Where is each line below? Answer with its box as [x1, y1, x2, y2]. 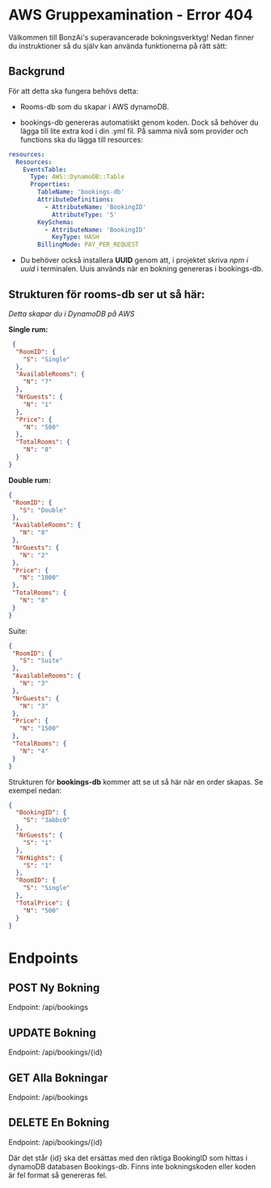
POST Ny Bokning [8, 981, 100, 995]
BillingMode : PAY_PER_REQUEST [37, 241, 139, 249]
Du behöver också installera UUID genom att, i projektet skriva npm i [19, 255, 248, 265]
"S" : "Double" [19, 506, 67, 514]
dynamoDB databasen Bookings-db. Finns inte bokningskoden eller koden [8, 1161, 256, 1171]
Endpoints [8, 949, 78, 967]
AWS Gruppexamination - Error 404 [8, 6, 253, 24]
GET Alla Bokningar [8, 1071, 108, 1084]
